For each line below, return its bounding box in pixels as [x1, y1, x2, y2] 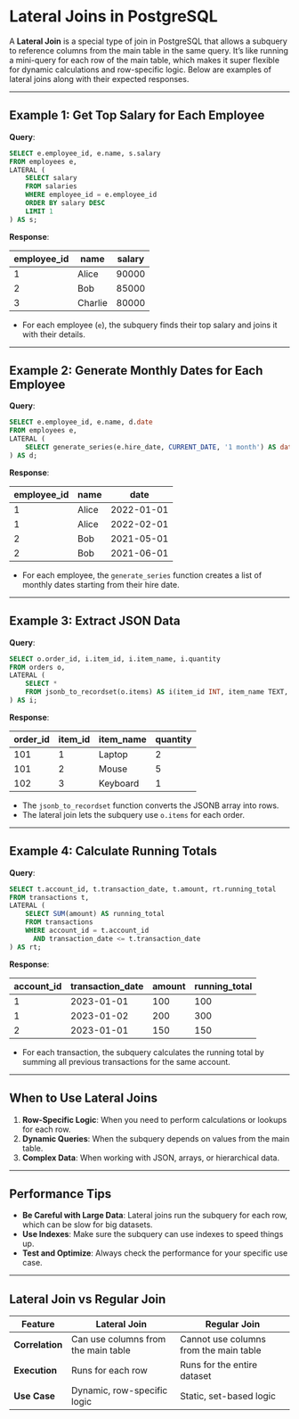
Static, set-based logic [179, 1390, 276, 1402]
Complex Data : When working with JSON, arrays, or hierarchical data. [21, 1152, 280, 1163]
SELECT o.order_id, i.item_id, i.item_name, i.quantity [9, 654, 221, 664]
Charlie [77, 296, 109, 309]
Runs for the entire [179, 1358, 258, 1371]
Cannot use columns [179, 1333, 267, 1346]
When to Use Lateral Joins [9, 1091, 158, 1106]
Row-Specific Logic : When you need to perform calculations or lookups [21, 1114, 287, 1125]
